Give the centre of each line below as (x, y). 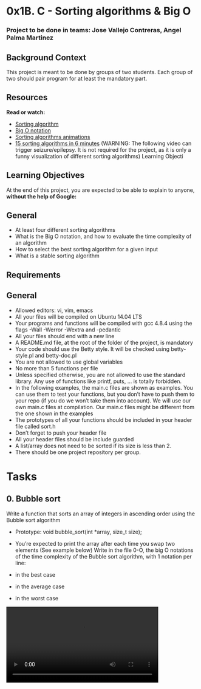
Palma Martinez (30, 38)
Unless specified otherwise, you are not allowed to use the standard (100, 375)
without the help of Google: (42, 196)
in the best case (35, 574)
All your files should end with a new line (65, 336)
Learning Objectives (46, 175)
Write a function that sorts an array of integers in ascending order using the (101, 514)
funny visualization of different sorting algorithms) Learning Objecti (99, 156)
